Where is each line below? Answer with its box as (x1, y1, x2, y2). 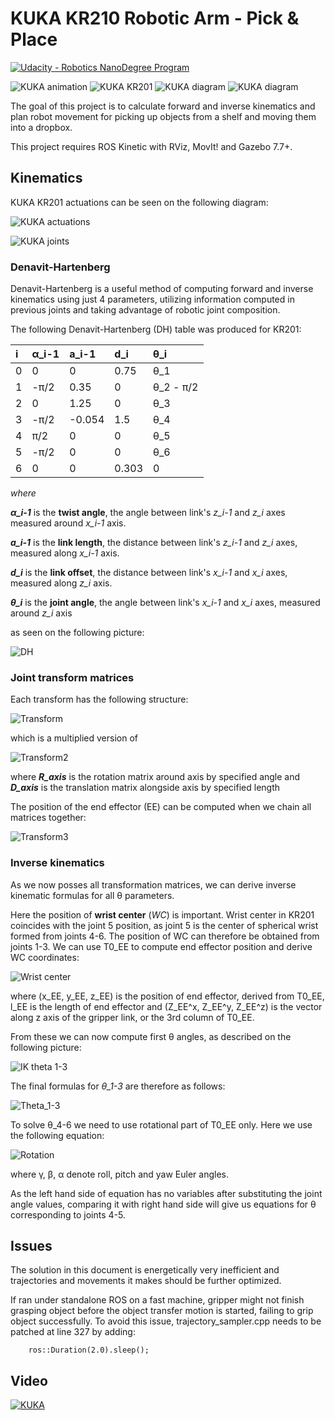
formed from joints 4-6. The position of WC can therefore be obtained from (10, 930, 320, 942)
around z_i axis (10, 607, 73, 619)
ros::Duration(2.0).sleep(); (28, 1345, 150, 1356)
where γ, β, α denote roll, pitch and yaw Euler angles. (10, 1168, 229, 1180)
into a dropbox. (10, 121, 73, 133)
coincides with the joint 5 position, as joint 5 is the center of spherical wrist (10, 919, 319, 931)
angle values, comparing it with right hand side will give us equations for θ (10, 1198, 317, 1210)
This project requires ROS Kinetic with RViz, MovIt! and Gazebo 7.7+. (10, 140, 293, 152)
